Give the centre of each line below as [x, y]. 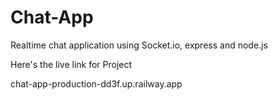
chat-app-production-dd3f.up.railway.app [96, 83]
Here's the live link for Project [71, 64]
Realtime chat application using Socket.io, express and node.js [139, 45]
